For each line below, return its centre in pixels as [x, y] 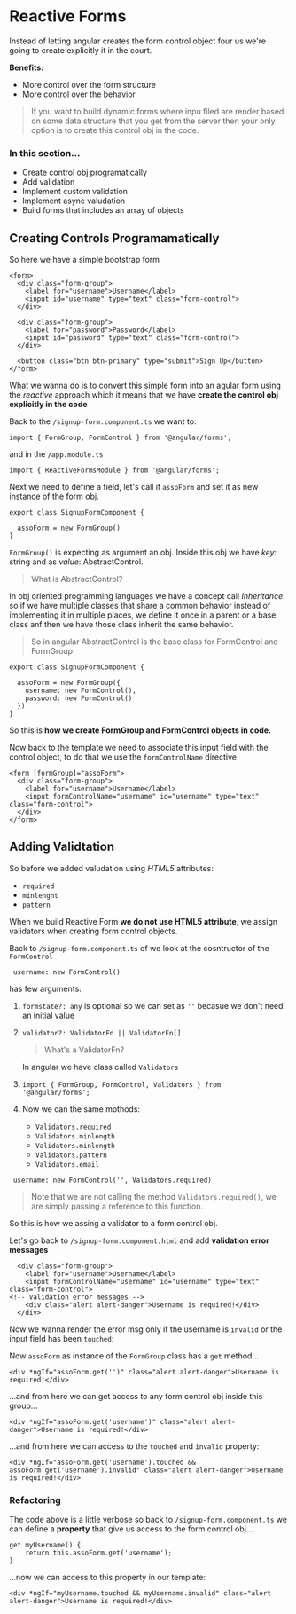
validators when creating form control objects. [93, 931]
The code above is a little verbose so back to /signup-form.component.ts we [148, 1520]
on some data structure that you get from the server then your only [153, 121]
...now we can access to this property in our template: [108, 1578]
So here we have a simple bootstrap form [85, 260]
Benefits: [27, 67]
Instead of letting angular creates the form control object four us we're [138, 41]
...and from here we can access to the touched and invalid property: [134, 1446]
